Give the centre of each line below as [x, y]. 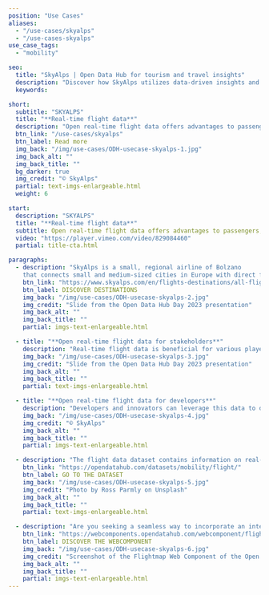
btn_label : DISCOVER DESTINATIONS [80, 289]
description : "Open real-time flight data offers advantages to [125, 127]
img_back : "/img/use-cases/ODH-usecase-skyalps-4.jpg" [116, 415]
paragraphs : [28, 260]
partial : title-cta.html [57, 245]
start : [19, 208]
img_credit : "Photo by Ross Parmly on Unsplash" [105, 490]
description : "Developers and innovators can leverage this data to [139, 408]
